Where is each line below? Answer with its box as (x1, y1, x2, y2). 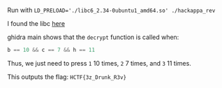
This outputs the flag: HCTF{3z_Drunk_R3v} (7, 73, 127, 81)
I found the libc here (7, 20, 65, 27)
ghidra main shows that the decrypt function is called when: (7, 33, 179, 41)
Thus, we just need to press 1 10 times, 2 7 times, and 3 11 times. (7, 59, 192, 67)
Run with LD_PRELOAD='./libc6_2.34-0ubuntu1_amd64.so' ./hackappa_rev (7, 6, 216, 14)
